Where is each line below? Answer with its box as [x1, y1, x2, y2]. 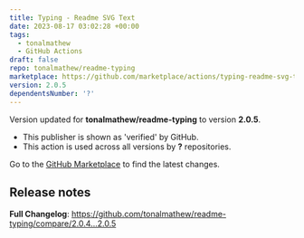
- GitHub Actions [17, 47, 83, 56]
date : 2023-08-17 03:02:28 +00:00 [9, 22, 140, 31]
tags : [9, 30, 30, 39]
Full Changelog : [9, 209, 70, 220]
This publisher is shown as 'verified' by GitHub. [22, 131, 199, 142]
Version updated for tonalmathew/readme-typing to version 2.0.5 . [9, 114, 261, 125]
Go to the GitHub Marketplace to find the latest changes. [9, 158, 220, 169]
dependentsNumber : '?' [9, 89, 95, 98]
